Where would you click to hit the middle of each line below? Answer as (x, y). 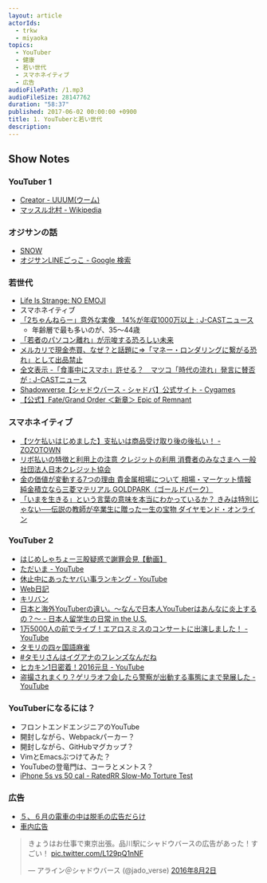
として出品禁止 (59, 360)
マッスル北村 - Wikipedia (61, 210)
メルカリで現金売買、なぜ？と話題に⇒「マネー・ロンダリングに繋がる (135, 350)
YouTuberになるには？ (52, 708)
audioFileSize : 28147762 (49, 97)
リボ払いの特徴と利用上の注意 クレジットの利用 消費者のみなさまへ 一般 (138, 460)
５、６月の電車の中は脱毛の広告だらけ (82, 817)
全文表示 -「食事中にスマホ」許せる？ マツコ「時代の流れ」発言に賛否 (137, 370)
